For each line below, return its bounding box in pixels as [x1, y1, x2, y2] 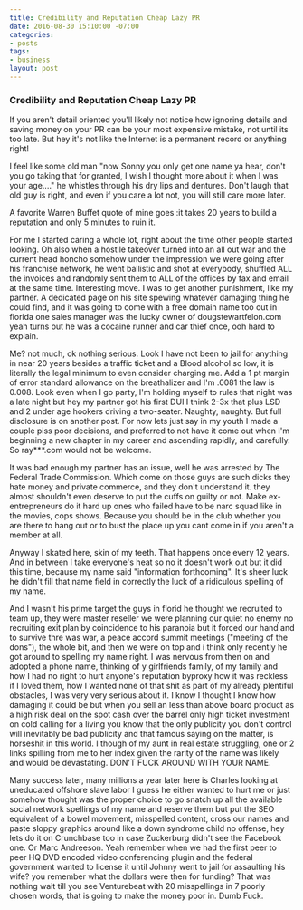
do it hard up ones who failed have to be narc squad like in [64, 500, 282, 512]
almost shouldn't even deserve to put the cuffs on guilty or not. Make [9, 491, 267, 502]
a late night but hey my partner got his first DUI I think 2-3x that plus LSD [9, 396, 281, 408]
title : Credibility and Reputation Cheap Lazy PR [9, 13, 201, 23]
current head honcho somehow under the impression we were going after [9, 254, 285, 265]
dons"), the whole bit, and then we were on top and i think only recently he [9, 642, 288, 653]
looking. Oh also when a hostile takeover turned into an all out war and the [9, 244, 287, 255]
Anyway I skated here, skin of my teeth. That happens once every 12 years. [9, 547, 289, 558]
